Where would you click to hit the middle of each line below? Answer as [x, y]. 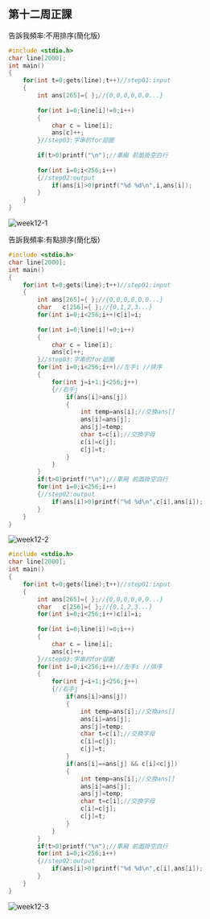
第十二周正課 [40, 14]
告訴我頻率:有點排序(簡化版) [54, 240]
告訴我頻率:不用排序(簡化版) [54, 35]
